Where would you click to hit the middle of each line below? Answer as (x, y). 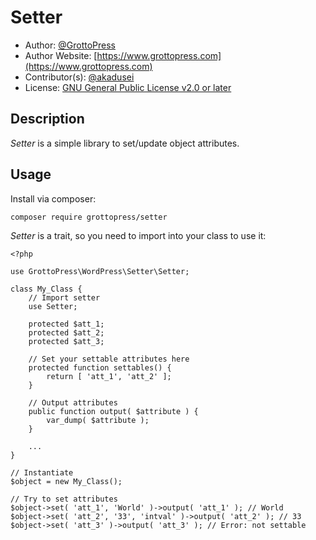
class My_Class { (46, 289)
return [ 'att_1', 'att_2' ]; (109, 376)
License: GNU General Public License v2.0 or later (128, 87)
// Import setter (64, 297)
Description (47, 119)
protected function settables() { (100, 367)
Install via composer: (53, 198)
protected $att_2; (66, 332)
